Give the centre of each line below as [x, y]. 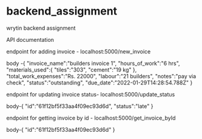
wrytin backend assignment [41, 28]
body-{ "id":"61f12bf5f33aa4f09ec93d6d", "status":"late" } [80, 106]
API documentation [30, 39]
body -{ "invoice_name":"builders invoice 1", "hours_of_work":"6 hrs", [93, 63]
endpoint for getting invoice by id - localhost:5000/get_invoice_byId [91, 118]
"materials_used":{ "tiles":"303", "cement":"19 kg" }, [72, 69]
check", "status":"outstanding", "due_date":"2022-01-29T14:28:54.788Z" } [99, 83]
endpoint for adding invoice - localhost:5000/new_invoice [79, 51]
